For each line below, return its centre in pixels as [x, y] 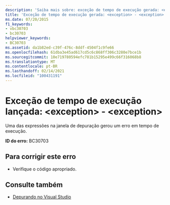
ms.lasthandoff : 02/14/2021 [35, 71]
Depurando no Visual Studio [42, 197]
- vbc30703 [17, 29]
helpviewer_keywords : [28, 38]
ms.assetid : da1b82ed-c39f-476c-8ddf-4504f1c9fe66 [60, 48]
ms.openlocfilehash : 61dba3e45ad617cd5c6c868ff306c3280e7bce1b [73, 52]
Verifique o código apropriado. [45, 169]
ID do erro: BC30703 [27, 141]
